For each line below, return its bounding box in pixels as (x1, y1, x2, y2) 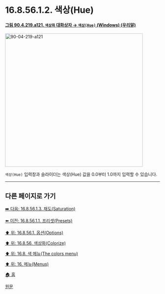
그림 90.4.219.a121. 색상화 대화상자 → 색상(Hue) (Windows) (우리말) (5, 22, 136, 28)
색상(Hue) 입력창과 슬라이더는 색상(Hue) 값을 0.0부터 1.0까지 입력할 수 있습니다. (5, 172, 158, 177)
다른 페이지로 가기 (5, 192, 56, 200)
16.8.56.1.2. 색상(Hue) (5, 4, 94, 16)
